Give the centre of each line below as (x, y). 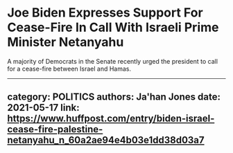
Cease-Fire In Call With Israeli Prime (113, 27)
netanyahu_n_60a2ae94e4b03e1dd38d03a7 (106, 140)
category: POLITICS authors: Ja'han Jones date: (114, 97)
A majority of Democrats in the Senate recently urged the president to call (113, 61)
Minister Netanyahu (66, 42)
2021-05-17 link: (43, 108)
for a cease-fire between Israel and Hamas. (69, 69)
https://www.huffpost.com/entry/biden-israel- (111, 119)
